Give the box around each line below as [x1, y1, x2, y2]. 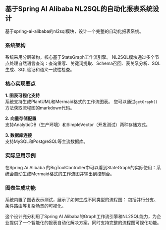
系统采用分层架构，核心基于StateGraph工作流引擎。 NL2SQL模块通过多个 [5, 54, 155, 60]
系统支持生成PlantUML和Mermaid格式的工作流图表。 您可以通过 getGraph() [5, 99, 158, 105]
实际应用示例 [5, 152, 36, 159]
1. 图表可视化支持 [5, 93, 40, 99]
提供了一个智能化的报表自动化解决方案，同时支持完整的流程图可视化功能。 [9, 220, 162, 226]
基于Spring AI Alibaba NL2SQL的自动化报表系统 [5, 4, 153, 13]
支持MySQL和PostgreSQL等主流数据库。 [5, 138, 88, 144]
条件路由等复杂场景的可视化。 [5, 203, 66, 209]
